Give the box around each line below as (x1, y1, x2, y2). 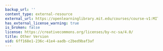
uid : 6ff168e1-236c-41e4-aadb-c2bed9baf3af (5, 39, 95, 44)
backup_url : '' (5, 7, 36, 12)
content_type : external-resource (5, 12, 73, 17)
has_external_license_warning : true (5, 20, 79, 26)
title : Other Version (5, 34, 49, 39)
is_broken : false (5, 25, 40, 30)
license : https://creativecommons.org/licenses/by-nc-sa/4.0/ (5, 30, 133, 34)
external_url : (5, 16, 34, 21)
